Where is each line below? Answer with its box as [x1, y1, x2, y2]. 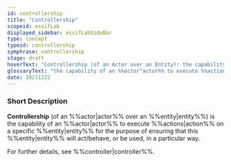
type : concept [7, 36, 48, 43]
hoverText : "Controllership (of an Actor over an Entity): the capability [7, 61, 226, 68]
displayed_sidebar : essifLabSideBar [7, 29, 112, 36]
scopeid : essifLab [7, 23, 60, 30]
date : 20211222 [7, 73, 51, 81]
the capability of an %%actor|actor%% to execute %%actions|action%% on [7, 119, 224, 128]
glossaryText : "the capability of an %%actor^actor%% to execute [7, 67, 198, 74]
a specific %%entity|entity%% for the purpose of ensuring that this [7, 126, 198, 135]
